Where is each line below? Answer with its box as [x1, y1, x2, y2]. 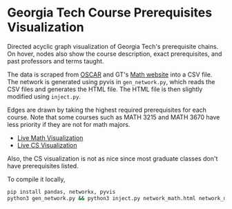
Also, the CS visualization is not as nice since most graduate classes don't [7, 154, 218, 163]
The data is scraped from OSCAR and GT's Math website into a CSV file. [7, 70, 213, 79]
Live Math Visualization [17, 133, 84, 142]
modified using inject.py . [7, 92, 81, 101]
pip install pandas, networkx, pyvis [7, 188, 116, 195]
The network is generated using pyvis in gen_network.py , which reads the [7, 77, 215, 86]
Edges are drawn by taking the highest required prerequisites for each [7, 106, 207, 114]
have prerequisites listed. [7, 161, 79, 170]
